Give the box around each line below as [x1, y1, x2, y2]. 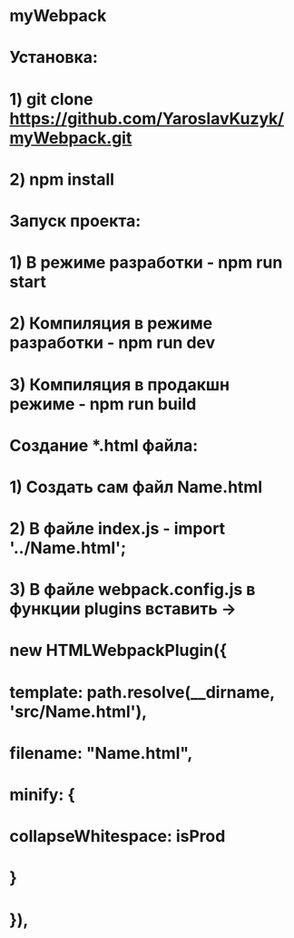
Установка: [9, 47, 98, 68]
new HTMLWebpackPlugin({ [9, 640, 228, 661]
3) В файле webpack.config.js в [9, 580, 256, 600]
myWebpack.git [9, 127, 132, 148]
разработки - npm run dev [9, 333, 216, 353]
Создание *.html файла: [9, 435, 199, 456]
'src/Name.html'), [9, 701, 148, 721]
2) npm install [9, 169, 115, 189]
